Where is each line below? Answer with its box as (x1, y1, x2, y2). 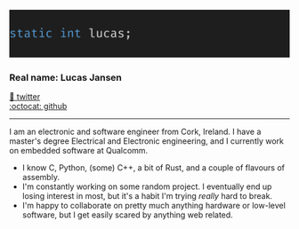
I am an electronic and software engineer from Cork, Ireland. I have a (9, 126, 262, 137)
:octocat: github (9, 100, 68, 111)
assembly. (21, 171, 61, 182)
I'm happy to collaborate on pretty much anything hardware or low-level (21, 200, 287, 210)
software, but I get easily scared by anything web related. (21, 209, 233, 220)
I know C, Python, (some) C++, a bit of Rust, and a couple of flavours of (21, 162, 285, 173)
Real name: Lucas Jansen (9, 71, 123, 83)
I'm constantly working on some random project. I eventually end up (21, 181, 272, 192)
